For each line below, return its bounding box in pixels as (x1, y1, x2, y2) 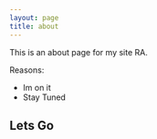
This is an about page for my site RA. (9, 46, 148, 57)
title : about (9, 22, 59, 31)
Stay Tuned (22, 92, 67, 103)
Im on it (22, 82, 52, 93)
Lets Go (9, 117, 55, 133)
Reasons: (9, 65, 45, 75)
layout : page (9, 13, 59, 23)
